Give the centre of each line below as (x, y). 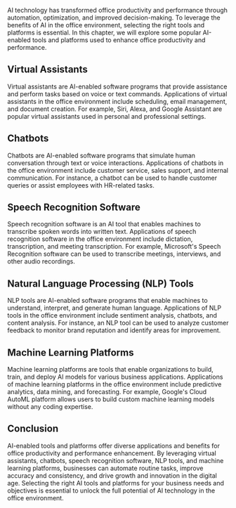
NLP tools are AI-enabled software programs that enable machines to (108, 301)
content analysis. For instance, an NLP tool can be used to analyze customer (118, 323)
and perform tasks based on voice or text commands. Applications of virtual (117, 93)
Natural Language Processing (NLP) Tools (101, 284)
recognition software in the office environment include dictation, (100, 239)
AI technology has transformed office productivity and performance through (118, 10)
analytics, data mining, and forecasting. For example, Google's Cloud (107, 392)
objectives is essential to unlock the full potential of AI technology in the (111, 490)
